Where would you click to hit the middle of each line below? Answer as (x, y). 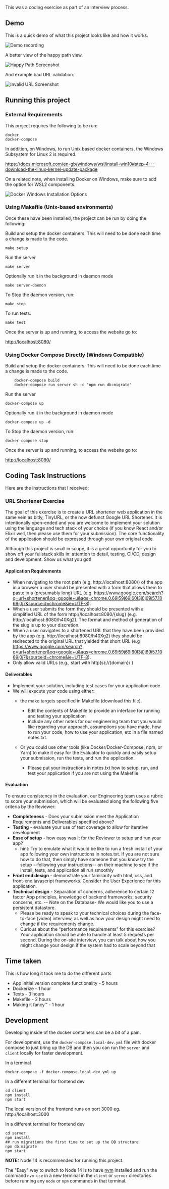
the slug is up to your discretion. (46, 625)
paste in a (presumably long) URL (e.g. (52, 593)
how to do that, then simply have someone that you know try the (87, 859)
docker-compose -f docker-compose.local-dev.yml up (61, 1072)
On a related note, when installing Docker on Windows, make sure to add (81, 179)
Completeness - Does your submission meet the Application (76, 816)
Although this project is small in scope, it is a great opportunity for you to (81, 549)
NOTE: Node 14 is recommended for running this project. (64, 1160)
